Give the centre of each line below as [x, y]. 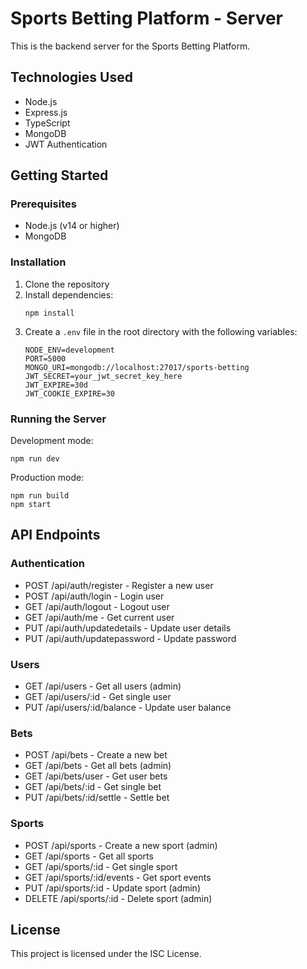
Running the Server [58, 419]
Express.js [46, 112]
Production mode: [47, 478]
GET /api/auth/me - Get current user [99, 617]
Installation [38, 262]
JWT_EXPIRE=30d [56, 385]
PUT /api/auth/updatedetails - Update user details [128, 628]
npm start [31, 505]
